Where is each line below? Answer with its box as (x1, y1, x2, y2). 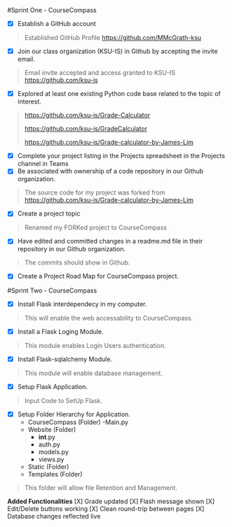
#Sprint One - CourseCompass (7, 6, 97, 14)
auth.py (38, 440, 61, 449)
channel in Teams (17, 160, 69, 168)
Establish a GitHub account (17, 20, 96, 27)
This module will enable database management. (24, 369, 163, 377)
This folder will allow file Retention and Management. (24, 483, 177, 492)
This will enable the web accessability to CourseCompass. (24, 314, 193, 322)
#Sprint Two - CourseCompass (7, 286, 97, 295)
